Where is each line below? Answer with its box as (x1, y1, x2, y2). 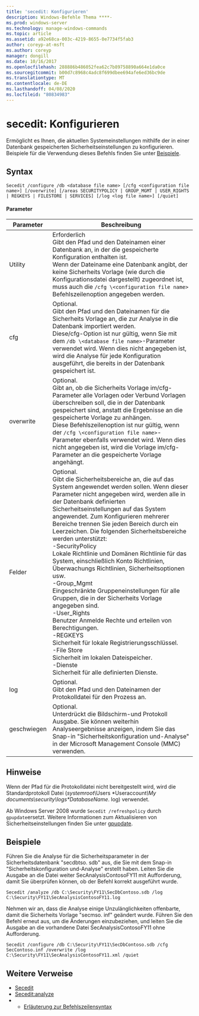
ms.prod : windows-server (6, 20, 68, 26)
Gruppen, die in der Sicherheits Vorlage (52, 594, 162, 602)
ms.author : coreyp (6, 48, 52, 54)
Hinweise (6, 767, 41, 778)
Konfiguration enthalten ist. (52, 253, 128, 261)
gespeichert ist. (52, 366, 96, 375)
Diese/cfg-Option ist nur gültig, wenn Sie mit (52, 329, 177, 338)
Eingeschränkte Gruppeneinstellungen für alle (52, 586, 180, 594)
